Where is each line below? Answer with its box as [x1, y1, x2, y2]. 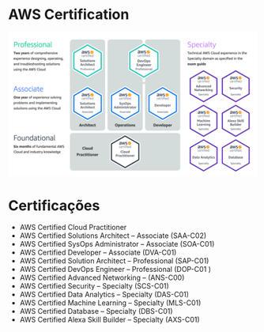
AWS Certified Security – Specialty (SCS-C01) [19, 281, 170, 291]
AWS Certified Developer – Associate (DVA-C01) [19, 247, 177, 258]
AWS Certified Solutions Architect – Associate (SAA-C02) [19, 231, 207, 240]
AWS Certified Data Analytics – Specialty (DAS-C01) [19, 290, 190, 300]
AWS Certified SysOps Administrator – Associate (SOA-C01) [19, 240, 215, 249]
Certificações [8, 196, 100, 214]
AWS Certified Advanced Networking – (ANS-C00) [19, 273, 185, 282]
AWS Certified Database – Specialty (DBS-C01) [19, 307, 173, 316]
